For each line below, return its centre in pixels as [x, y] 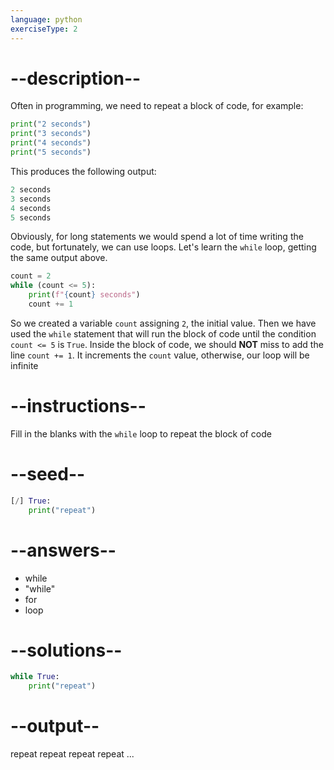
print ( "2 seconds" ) [51, 124]
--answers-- [63, 550]
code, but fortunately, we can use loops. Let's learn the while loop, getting [163, 247]
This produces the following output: [83, 171]
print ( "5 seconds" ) [51, 152]
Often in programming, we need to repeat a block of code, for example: [157, 106]
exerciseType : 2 [44, 29]
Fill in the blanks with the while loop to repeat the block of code [141, 433]
